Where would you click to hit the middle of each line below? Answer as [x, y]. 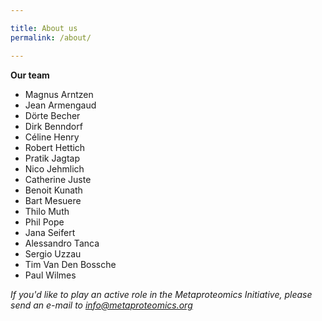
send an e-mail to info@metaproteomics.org [101, 305]
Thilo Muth [47, 211]
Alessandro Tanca [62, 243]
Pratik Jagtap [52, 158]
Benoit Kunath [53, 190]
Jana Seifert [50, 232]
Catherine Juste [58, 179]
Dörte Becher [52, 115]
